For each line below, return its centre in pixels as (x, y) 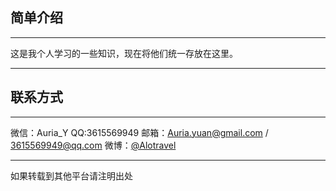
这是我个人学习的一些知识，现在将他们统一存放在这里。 (124, 53)
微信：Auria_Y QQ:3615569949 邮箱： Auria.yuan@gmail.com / (139, 132)
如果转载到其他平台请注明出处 (71, 175)
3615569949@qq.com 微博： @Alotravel (93, 145)
